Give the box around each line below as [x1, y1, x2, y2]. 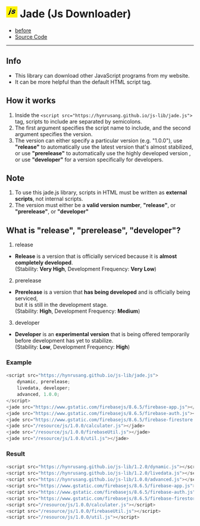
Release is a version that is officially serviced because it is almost [14, 253, 177, 260]
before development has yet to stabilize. [14, 337, 114, 344]
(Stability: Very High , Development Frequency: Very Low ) [14, 266, 157, 273]
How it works [6, 96, 56, 106]
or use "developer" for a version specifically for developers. [14, 156, 164, 163]
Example [6, 358, 32, 367]
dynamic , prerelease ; [17, 379, 70, 385]
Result [6, 450, 26, 458]
